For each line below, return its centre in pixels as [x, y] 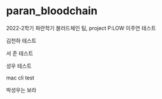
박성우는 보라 [21, 90]
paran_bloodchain [52, 11]
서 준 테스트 [20, 53]
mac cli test [20, 78]
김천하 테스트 [21, 40]
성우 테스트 [19, 66]
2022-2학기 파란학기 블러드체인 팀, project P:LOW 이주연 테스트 [81, 28]
